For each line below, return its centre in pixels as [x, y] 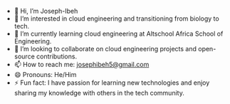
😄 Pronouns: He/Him [45, 74]
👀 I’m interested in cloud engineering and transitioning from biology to [116, 19]
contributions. [56, 56]
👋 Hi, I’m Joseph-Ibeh [46, 11]
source [25, 56]
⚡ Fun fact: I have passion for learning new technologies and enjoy [112, 83]
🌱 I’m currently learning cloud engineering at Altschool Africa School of [119, 33]
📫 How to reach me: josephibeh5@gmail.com [82, 64]
